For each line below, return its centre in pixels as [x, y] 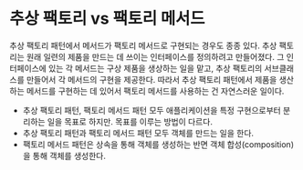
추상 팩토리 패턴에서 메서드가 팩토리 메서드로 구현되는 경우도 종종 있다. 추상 [143, 45]
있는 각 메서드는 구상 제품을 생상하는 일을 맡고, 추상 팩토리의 [156, 68]
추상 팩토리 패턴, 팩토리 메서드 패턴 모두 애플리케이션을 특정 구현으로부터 [151, 110]
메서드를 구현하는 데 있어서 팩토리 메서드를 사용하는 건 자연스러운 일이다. [155, 91]
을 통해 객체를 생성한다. [64, 155]
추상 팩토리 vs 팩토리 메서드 [107, 19]
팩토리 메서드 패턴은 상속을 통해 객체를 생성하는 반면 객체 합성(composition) [158, 144]
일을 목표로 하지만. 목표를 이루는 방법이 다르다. [130, 121]
